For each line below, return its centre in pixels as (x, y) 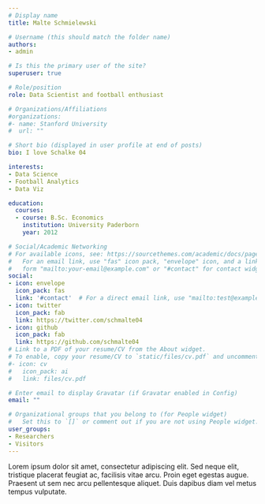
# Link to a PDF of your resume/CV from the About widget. (107, 349)
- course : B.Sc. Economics (60, 218)
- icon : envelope (37, 284)
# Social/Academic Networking (58, 246)
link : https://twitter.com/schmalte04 (79, 320)
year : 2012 (40, 233)
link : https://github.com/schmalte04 (77, 342)
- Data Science (33, 174)
